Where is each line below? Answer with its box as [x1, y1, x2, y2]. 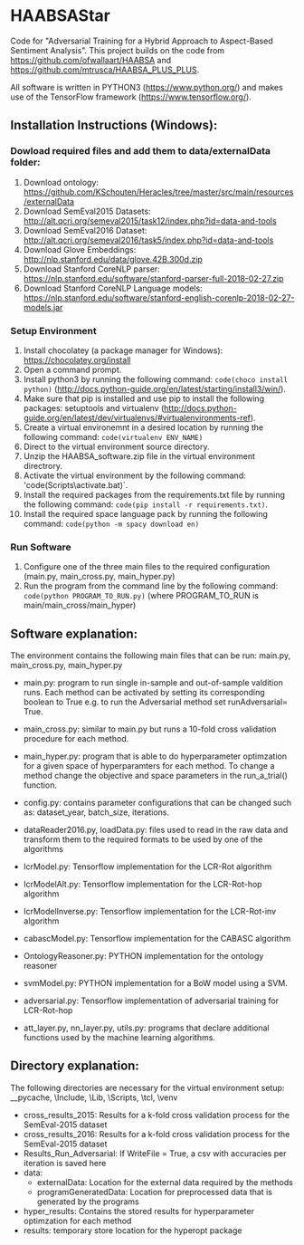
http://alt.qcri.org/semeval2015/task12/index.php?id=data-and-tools [23, 215, 277, 226]
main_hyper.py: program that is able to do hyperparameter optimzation [23, 751, 288, 761]
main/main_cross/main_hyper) [23, 599, 137, 611]
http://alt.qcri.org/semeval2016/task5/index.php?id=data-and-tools [23, 235, 274, 245]
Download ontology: [23, 177, 99, 187]
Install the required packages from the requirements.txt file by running [23, 489, 286, 500]
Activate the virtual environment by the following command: [23, 470, 247, 481]
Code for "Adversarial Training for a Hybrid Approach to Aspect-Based [10, 35, 274, 46]
